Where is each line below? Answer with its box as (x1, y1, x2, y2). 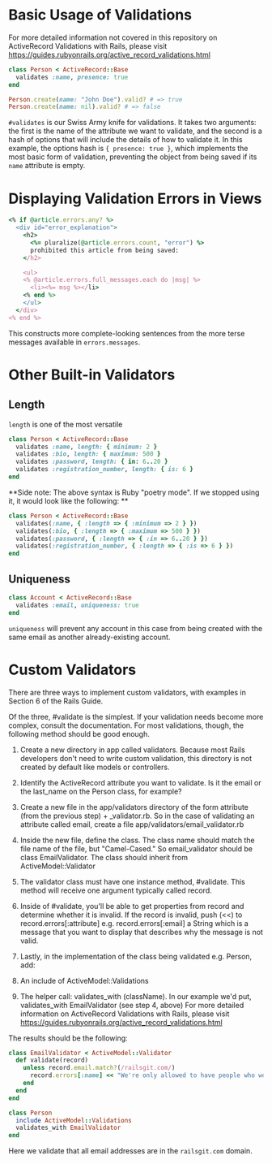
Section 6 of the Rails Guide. (8, 696, 104, 706)
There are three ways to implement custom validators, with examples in (8, 687, 247, 697)
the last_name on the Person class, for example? (19, 786, 182, 796)
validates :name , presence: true (15, 73, 129, 81)
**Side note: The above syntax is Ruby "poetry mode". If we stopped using (8, 487, 260, 497)
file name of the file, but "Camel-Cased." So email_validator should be (19, 843, 253, 854)
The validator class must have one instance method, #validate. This (19, 876, 245, 886)
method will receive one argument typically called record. (19, 885, 212, 895)
